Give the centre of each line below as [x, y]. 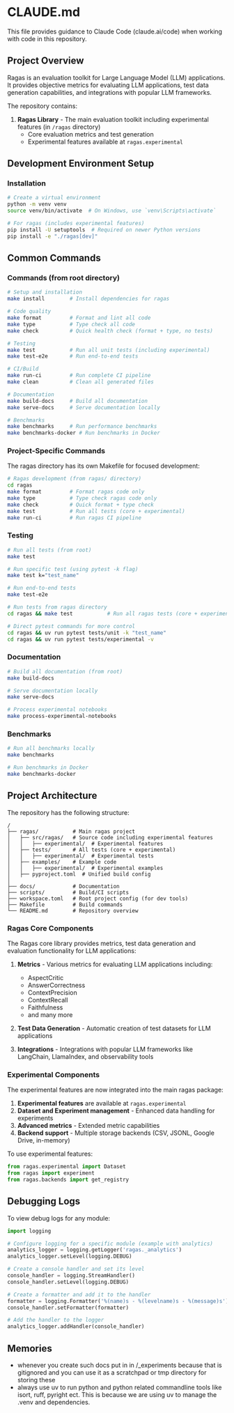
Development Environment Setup [81, 163]
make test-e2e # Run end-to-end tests [73, 356]
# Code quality [29, 312]
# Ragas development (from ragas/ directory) [74, 479]
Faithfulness [45, 1007]
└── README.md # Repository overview [73, 910]
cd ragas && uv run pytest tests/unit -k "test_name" [87, 633]
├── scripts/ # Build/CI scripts [68, 892]
